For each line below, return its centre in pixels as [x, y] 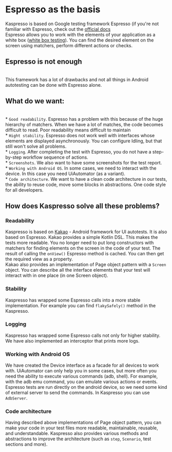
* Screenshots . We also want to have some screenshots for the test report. [84, 162]
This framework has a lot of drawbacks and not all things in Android [77, 79]
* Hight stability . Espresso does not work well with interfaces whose [80, 135]
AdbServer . [16, 398]
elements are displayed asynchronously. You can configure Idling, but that [84, 141]
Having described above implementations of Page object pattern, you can [83, 423]
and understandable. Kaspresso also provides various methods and [77, 434]
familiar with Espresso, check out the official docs [58, 29]
